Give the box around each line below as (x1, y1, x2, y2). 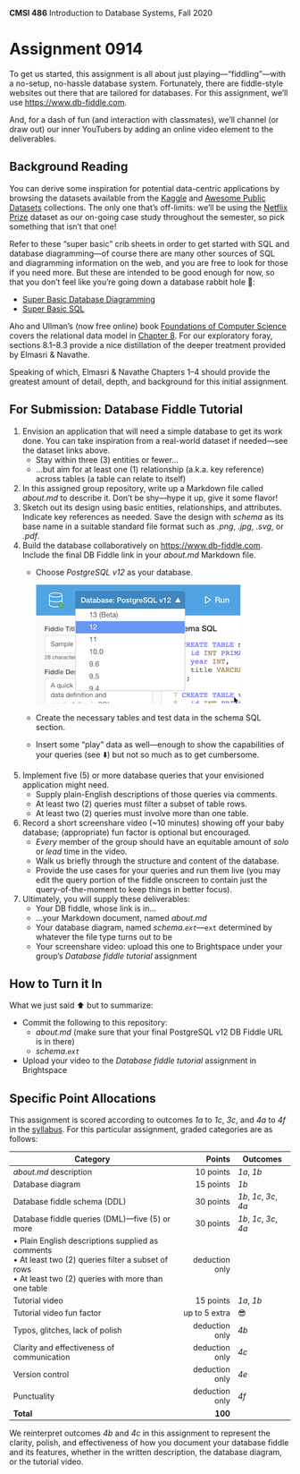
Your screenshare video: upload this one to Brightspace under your (35, 941, 283, 951)
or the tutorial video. (9, 1456, 84, 1467)
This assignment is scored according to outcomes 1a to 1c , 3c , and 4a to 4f (9, 1114, 287, 1126)
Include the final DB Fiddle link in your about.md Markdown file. (21, 550, 256, 560)
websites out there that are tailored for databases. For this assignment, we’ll (9, 87, 288, 98)
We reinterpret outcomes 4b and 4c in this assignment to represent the (9, 1427, 271, 1439)
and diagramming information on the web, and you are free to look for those (9, 257, 288, 268)
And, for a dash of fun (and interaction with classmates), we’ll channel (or (9, 114, 279, 124)
